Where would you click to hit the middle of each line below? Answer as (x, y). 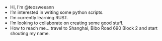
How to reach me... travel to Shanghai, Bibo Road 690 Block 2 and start (84, 28)
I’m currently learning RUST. (39, 18)
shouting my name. (30, 33)
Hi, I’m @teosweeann (32, 7)
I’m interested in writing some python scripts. (57, 12)
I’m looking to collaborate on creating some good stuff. (67, 23)
